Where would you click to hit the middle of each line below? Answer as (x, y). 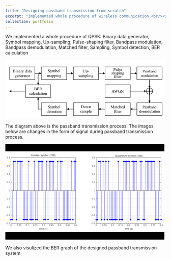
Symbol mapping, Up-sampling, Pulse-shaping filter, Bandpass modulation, (84, 42)
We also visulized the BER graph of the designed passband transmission (81, 248)
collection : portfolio (29, 21)
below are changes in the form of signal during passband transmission (79, 131)
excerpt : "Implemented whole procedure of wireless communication (77, 16)
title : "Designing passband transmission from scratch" (66, 11)
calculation (17, 53)
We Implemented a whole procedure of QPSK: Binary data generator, (77, 37)
